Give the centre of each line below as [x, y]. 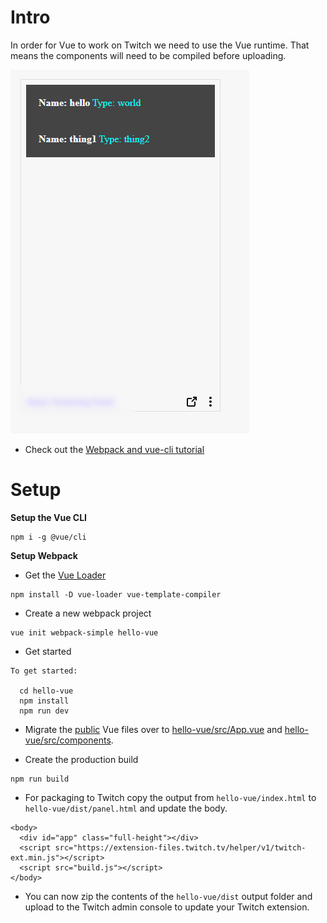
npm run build [40, 779]
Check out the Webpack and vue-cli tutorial [114, 449]
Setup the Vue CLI [49, 517]
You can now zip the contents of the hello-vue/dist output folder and [168, 896]
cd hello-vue [46, 691]
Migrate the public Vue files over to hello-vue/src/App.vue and [153, 729]
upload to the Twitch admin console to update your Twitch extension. [167, 907]
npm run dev [44, 711]
